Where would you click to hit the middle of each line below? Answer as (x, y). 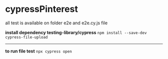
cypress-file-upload (27, 37)
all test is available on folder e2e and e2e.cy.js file (56, 23)
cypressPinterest (42, 9)
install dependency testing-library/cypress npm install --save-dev (76, 32)
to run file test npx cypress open (39, 51)
